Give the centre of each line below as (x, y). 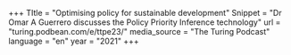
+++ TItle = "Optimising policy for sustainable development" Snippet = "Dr (145, 13)
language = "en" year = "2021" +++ (74, 41)
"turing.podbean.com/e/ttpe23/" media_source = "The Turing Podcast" (139, 31)
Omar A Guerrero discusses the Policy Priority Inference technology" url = (145, 22)
